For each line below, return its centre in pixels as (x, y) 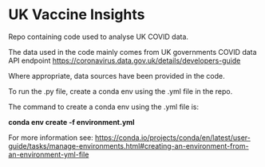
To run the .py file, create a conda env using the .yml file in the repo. (121, 91)
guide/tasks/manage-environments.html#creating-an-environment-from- (129, 146)
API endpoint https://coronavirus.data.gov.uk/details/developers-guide (125, 60)
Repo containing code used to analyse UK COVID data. (99, 37)
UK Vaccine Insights (77, 15)
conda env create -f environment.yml (71, 122)
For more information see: (51, 138)
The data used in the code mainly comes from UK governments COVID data (132, 52)
